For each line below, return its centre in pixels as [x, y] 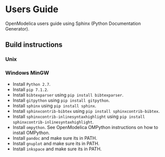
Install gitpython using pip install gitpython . [61, 100]
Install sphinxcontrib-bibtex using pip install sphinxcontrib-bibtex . [86, 111]
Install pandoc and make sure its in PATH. [55, 138]
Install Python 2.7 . [31, 84]
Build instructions [34, 45]
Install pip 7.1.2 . [30, 89]
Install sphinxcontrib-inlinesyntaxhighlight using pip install [79, 116]
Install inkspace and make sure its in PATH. [57, 149]
